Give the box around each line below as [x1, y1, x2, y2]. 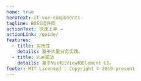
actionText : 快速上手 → [6, 26, 63, 32]
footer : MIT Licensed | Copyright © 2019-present [6, 65, 136, 72]
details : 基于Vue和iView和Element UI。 [17, 60, 114, 66]
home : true [6, 9, 34, 15]
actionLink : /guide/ [6, 32, 59, 38]
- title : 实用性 [12, 43, 51, 49]
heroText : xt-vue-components [6, 15, 81, 21]
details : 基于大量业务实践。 [17, 49, 84, 55]
